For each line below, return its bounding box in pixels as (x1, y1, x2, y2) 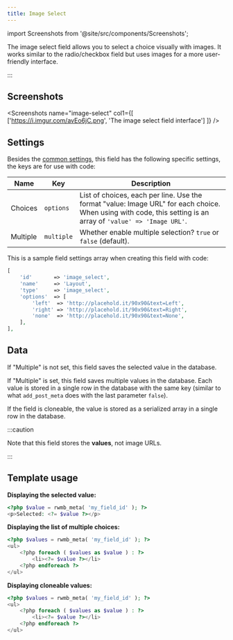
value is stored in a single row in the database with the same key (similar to (7, 384, 221, 392)
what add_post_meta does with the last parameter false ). (7, 391, 169, 399)
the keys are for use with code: (7, 162, 96, 170)
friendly (7, 57, 30, 66)
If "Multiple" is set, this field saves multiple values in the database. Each (7, 376, 213, 384)
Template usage (7, 472, 78, 484)
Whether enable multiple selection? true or (79, 228, 220, 238)
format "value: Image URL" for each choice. (79, 199, 221, 208)
